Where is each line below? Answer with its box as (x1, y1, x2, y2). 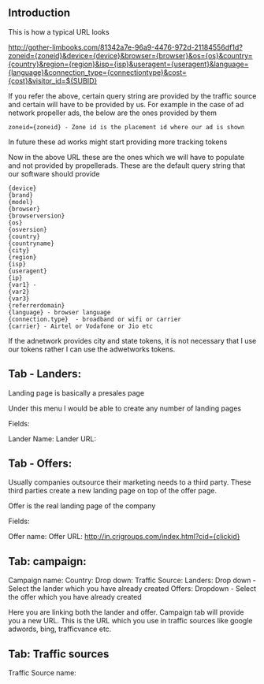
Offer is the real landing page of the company (8, 501, 156, 511)
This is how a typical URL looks (8, 27, 110, 36)
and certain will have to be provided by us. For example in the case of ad (8, 99, 244, 109)
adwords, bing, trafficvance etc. (8, 624, 112, 634)
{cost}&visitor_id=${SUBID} (8, 76, 98, 85)
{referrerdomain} (8, 301, 65, 310)
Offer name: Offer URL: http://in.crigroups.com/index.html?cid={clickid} (8, 532, 240, 541)
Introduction (8, 6, 71, 20)
